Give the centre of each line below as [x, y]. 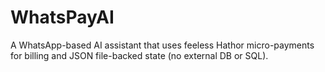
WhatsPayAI [62, 17]
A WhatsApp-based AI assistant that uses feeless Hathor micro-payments [162, 45]
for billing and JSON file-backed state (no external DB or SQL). [139, 55]
